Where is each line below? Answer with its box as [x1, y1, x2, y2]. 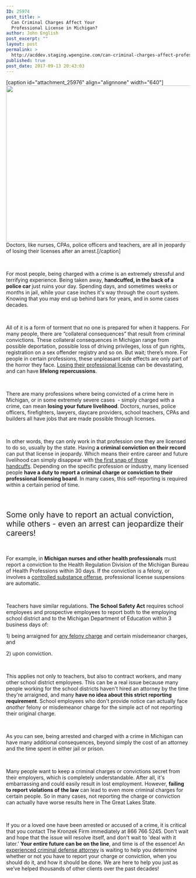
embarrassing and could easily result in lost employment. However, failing [6, 780, 185, 787]
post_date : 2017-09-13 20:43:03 [6, 63, 85, 69]
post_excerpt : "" [6, 36, 48, 42]
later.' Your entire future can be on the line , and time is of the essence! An [6, 841, 185, 848]
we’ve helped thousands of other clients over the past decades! [6, 865, 159, 872]
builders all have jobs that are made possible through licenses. [6, 415, 156, 422]
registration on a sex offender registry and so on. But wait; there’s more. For [6, 349, 188, 356]
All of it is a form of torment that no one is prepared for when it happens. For [6, 324, 190, 331]
